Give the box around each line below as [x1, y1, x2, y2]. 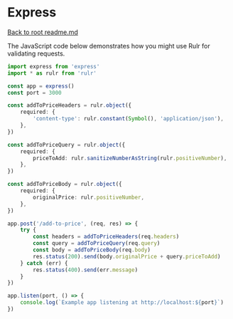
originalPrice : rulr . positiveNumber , [33, 194, 144, 201]
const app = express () [7, 83, 75, 90]
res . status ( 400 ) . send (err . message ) [33, 266, 139, 273]
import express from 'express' [7, 63, 100, 70]
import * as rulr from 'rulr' [7, 69, 97, 77]
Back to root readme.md [7, 28, 78, 36]
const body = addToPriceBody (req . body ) [33, 246, 151, 253]
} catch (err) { [20, 259, 69, 267]
